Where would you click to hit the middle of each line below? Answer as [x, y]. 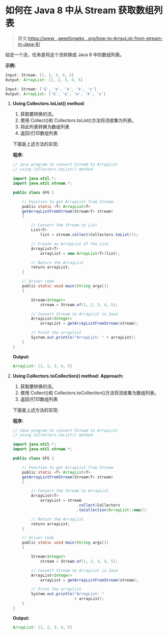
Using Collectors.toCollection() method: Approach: [68, 376]
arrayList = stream [61, 501]
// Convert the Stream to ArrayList [70, 491]
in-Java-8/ [29, 44]
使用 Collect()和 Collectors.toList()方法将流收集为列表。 [78, 120]
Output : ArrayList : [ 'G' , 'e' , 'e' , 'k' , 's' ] [55, 94]
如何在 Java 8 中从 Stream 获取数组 [80, 10]
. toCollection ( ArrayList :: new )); [112, 510]
